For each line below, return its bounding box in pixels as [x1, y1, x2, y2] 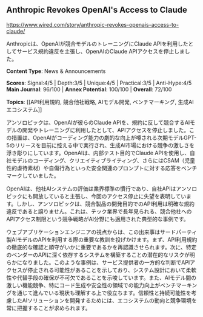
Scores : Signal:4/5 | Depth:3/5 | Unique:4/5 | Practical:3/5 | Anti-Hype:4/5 [6, 79, 192, 86]
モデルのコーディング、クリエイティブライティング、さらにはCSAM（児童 [11, 156, 196, 164]
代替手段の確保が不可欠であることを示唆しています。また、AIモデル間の [16, 274, 197, 281]
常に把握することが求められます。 [6, 304, 91, 312]
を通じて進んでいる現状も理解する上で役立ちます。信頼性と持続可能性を [11, 289, 191, 296]
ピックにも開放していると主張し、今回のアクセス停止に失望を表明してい [6, 192, 187, 200]
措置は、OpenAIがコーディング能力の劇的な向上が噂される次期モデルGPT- [11, 134, 197, 141]
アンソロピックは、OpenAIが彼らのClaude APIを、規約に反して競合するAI [6, 119, 190, 126]
